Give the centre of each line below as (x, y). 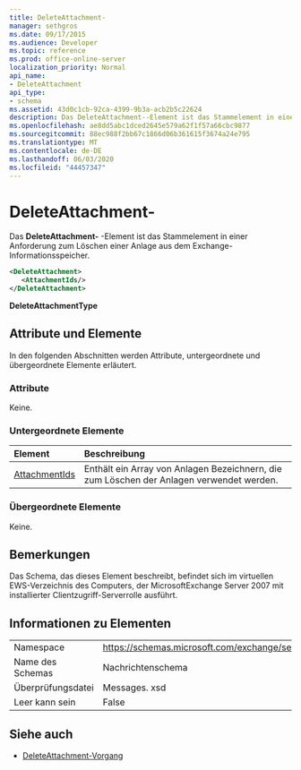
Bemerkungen (50, 555)
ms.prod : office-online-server (68, 59)
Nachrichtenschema (145, 668)
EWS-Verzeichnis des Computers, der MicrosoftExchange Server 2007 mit (146, 586)
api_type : (28, 92)
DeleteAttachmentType (54, 305)
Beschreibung (114, 454)
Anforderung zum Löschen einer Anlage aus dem (100, 246)
